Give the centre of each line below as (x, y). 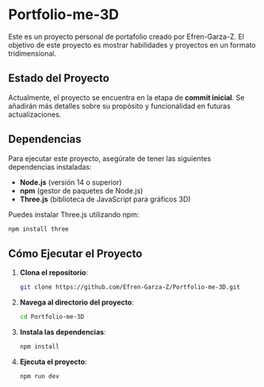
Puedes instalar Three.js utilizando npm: (74, 214)
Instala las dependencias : (63, 332)
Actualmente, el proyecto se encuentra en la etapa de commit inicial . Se (126, 98)
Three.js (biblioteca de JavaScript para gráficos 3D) (105, 199)
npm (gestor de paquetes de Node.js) (81, 190)
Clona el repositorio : (54, 273)
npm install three (38, 229)
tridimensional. (33, 53)
